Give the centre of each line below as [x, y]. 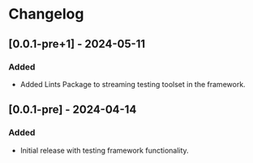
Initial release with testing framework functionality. [104, 150]
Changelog [46, 14]
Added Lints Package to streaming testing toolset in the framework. [133, 84]
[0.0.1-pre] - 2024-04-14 [73, 110]
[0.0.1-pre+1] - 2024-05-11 [77, 44]
